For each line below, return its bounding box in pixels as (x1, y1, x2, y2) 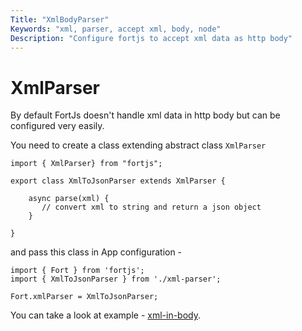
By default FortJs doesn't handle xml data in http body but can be (10, 109, 281, 121)
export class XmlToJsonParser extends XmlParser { (10, 176, 226, 186)
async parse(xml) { (28, 194, 110, 204)
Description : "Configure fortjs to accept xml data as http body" (10, 33, 293, 43)
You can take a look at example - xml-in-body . (10, 309, 202, 321)
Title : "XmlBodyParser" (10, 14, 110, 25)
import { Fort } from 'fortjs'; (10, 266, 145, 276)
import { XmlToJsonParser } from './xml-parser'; (10, 274, 222, 285)
